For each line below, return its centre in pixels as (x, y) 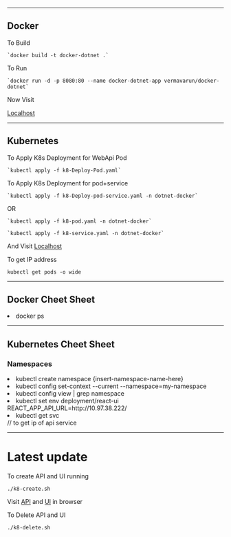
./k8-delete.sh (29, 528)
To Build (19, 43)
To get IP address (32, 259)
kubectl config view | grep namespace (70, 394)
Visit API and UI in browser (45, 502)
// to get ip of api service (42, 423)
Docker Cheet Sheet (51, 300)
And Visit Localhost (35, 246)
